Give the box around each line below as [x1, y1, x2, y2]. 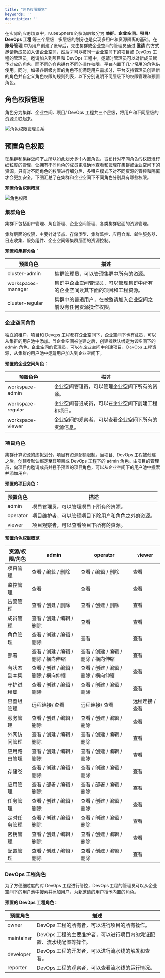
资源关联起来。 [5, 116, 35, 122]
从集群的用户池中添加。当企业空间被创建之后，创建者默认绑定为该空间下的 [5, 338, 156, 344]
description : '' [5, 16, 38, 21]
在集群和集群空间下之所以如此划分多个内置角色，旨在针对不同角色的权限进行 [5, 156, 160, 161]
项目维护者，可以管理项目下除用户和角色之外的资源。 [32, 512, 156, 519]
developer [7, 951, 31, 958]
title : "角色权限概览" [5, 7, 47, 12]
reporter [7, 964, 27, 971]
